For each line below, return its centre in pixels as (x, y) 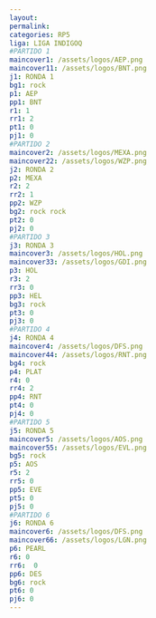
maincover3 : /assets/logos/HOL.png (76, 254)
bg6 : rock (28, 582)
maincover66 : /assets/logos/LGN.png (78, 540)
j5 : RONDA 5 (32, 430)
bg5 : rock (28, 456)
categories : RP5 (40, 34)
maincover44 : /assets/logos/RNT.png (78, 354)
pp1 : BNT (26, 102)
